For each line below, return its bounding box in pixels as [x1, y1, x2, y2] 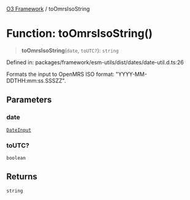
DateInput [6, 127, 32, 133]
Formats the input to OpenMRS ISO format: [6, 70, 115, 78]
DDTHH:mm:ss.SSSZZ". [6, 76, 66, 84]
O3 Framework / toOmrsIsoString [6, 6, 90, 12]
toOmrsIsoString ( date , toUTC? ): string [21, 46, 119, 54]
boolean [6, 155, 26, 161]
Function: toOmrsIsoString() [6, 27, 153, 40]
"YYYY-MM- [115, 70, 147, 78]
